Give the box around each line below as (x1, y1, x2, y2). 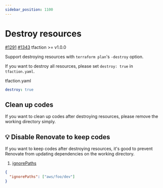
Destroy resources (5, 28, 82, 39)
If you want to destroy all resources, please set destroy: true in (5, 63, 133, 69)
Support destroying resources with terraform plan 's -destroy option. (5, 54, 144, 59)
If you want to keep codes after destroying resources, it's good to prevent (5, 146, 153, 151)
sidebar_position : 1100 (5, 7, 54, 12)
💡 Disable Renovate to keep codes (5, 132, 110, 141)
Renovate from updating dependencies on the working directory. (5, 151, 135, 157)
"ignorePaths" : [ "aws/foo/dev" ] (9, 174, 75, 179)
